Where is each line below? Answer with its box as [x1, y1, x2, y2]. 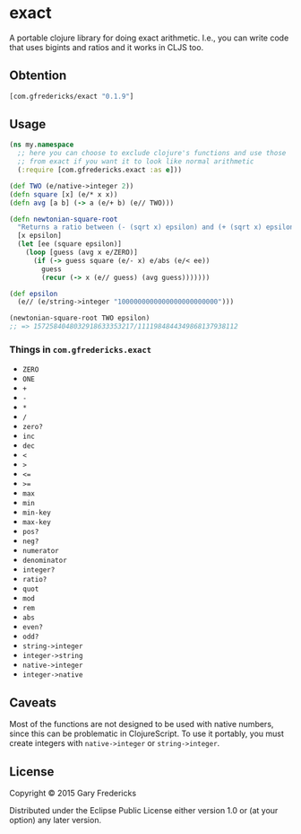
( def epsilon [9, 289, 58, 298]
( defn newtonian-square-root [9, 215, 118, 224]
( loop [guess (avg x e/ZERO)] [25, 248, 139, 258]
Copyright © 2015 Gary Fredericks [9, 787, 137, 798]
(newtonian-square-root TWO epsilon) [9, 313, 150, 323]
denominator [21, 556, 67, 566]
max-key [21, 518, 51, 527]
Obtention [9, 68, 67, 83]
